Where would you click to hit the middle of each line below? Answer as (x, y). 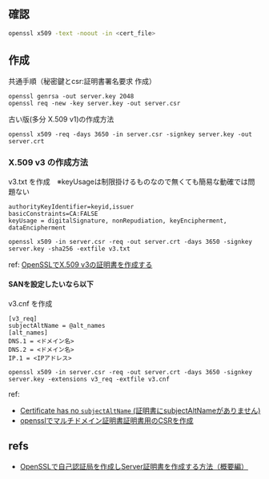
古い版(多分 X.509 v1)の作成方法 (61, 119)
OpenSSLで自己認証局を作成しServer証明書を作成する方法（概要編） (134, 466)
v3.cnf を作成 (30, 303)
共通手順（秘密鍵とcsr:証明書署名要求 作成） (82, 81)
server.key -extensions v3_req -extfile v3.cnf (89, 379)
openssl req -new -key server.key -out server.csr (94, 103)
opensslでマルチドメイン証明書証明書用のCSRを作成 (106, 421)
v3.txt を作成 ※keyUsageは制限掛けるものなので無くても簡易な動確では (128, 182)
